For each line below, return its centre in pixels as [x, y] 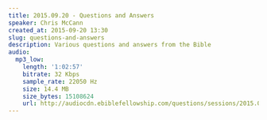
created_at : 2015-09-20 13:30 [58, 30]
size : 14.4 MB [46, 89]
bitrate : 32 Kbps [51, 74]
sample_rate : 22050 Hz [60, 81]
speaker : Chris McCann [46, 23]
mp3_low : [30, 60]
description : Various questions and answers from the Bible [110, 45]
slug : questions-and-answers [56, 37]
